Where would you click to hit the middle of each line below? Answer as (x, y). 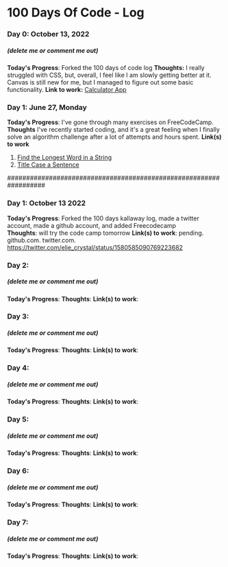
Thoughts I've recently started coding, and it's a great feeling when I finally (114, 130)
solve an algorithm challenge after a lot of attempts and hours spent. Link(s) (114, 137)
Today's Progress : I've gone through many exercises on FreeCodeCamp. (111, 122)
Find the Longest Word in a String (64, 158)
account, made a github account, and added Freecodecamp (92, 225)
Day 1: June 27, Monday (47, 107)
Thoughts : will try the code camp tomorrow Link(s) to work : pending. (105, 233)
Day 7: (18, 522)
